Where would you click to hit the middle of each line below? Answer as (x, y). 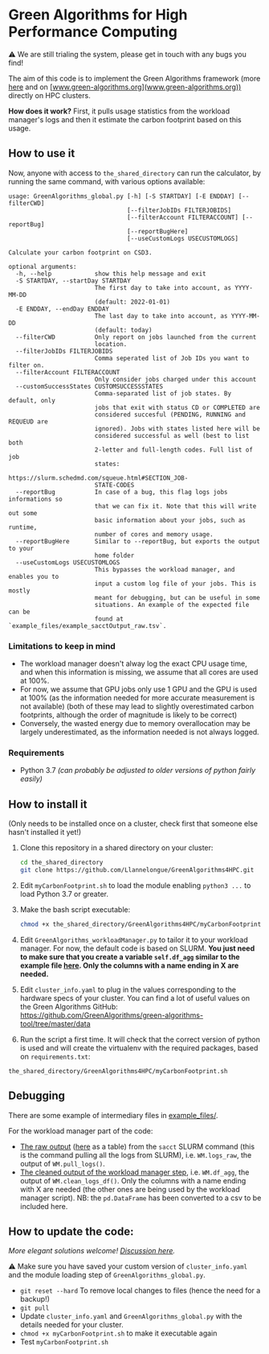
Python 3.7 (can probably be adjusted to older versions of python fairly (138, 770)
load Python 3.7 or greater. (64, 894)
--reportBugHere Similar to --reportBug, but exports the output (138, 541)
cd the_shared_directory (61, 863)
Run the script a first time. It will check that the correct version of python (140, 1039)
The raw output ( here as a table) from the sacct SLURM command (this (137, 1146)
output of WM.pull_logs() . (63, 1163)
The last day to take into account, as (161, 316)
